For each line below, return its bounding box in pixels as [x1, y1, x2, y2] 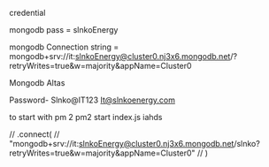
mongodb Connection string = [9, 42, 119, 52]
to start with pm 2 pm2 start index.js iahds [9, 112, 163, 122]
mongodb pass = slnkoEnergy [9, 25, 119, 34]
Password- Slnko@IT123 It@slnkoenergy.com [9, 95, 175, 105]
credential [9, 8, 46, 18]
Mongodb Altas [9, 78, 65, 87]
